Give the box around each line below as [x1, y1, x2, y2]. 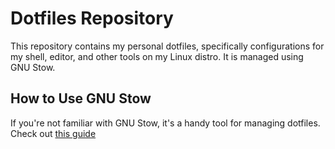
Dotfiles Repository [10, 7, 174, 30]
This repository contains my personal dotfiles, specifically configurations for [10, 40, 325, 52]
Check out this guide [10, 127, 97, 139]
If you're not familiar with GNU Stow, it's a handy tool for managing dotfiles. [10, 117, 321, 129]
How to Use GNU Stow [10, 90, 152, 107]
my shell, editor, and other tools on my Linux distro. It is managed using [10, 50, 304, 62]
